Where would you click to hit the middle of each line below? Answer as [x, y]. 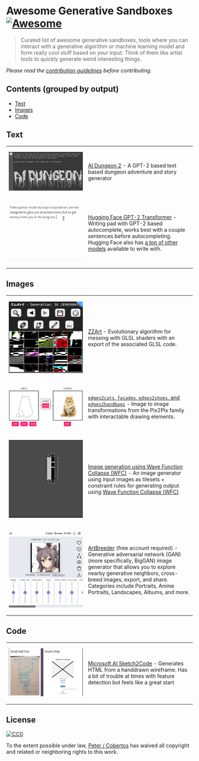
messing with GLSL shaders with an [131, 337]
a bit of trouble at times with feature [131, 676]
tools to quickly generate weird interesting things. [81, 59]
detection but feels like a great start [131, 683]
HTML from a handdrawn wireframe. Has [138, 670]
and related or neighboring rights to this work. [62, 752]
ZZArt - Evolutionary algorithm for [129, 331]
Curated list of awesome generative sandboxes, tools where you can [104, 40]
